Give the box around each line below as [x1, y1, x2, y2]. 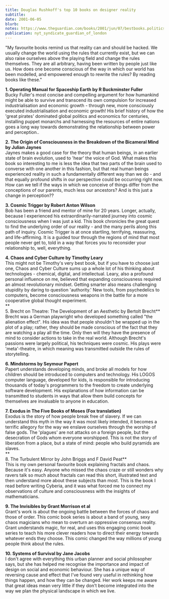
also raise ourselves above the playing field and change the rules [5, 55, 140, 61]
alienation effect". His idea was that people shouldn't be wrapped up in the [5, 319, 160, 325]
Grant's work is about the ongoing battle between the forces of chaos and [5, 509, 158, 514]
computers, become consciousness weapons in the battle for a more [5, 292, 148, 298]
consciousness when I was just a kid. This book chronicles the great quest [5, 218, 159, 224]
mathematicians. [5, 494, 40, 499]
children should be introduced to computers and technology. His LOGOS [5, 371, 155, 378]
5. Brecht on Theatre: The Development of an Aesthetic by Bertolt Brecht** [5, 308, 160, 314]
